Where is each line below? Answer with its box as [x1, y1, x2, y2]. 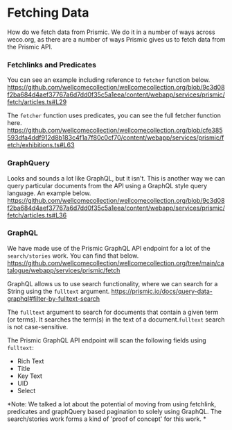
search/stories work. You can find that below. [7, 251, 139, 260]
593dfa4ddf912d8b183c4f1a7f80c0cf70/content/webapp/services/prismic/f [7, 133, 224, 142]
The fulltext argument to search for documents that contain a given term [7, 308, 219, 316]
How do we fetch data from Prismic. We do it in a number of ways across [7, 28, 216, 36]
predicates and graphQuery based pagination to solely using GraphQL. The [7, 407, 222, 415]
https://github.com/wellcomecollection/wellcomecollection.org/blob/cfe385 [7, 126, 223, 135]
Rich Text [17, 356, 44, 365]
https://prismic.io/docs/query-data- [111, 287, 213, 295]
